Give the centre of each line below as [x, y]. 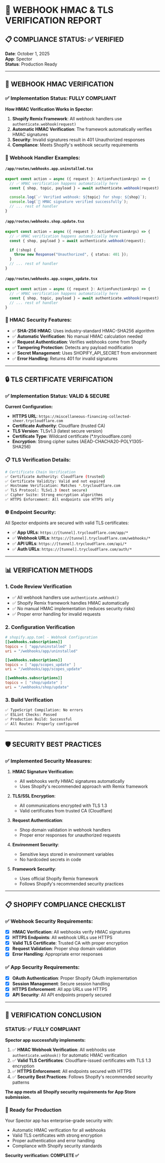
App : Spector [19, 59]
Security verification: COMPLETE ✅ [42, 1155]
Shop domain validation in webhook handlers [65, 830]
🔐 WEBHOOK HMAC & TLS [59, 10]
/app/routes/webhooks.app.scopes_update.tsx [51, 279]
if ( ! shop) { [23, 250]
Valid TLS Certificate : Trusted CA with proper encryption [70, 943]
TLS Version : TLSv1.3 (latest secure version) [57, 431]
